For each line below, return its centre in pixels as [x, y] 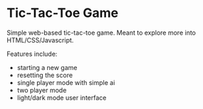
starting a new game [47, 67]
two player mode [42, 90]
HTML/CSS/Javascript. [40, 40]
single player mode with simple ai [66, 82]
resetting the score [45, 75]
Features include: [32, 54]
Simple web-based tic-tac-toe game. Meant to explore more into [101, 33]
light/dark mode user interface [62, 98]
